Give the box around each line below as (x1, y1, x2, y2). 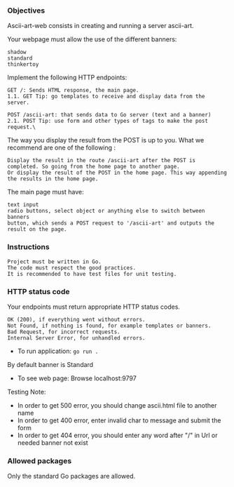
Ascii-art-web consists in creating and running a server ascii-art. (7, 22, 194, 30)
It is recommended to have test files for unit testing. (7, 270, 177, 277)
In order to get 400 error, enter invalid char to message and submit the (17, 416, 221, 425)
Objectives (7, 6, 46, 15)
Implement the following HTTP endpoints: (7, 73, 128, 82)
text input (7, 201, 39, 208)
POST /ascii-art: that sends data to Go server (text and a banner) (7, 112, 212, 119)
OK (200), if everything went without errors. (7, 316, 146, 323)
